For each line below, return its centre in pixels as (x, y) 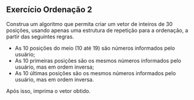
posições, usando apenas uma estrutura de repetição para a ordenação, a (97, 30)
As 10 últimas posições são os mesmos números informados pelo (95, 73)
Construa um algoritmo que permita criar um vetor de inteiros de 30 (90, 24)
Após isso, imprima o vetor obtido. (48, 91)
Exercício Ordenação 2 (49, 10)
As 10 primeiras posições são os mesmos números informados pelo (98, 60)
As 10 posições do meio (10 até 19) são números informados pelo (95, 48)
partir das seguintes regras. (40, 36)
